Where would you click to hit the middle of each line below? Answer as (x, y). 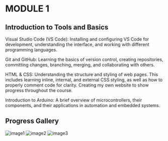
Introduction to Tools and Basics (57, 27)
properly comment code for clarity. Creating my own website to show (77, 85)
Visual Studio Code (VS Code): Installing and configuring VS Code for (77, 39)
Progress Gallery (32, 121)
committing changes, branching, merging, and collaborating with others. (80, 65)
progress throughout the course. (39, 90)
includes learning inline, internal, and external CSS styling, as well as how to (84, 80)
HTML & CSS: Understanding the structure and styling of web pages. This (82, 74)
